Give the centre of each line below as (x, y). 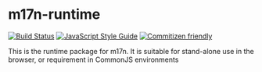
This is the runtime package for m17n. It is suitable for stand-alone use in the (131, 51)
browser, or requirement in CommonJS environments (93, 59)
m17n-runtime (54, 14)
